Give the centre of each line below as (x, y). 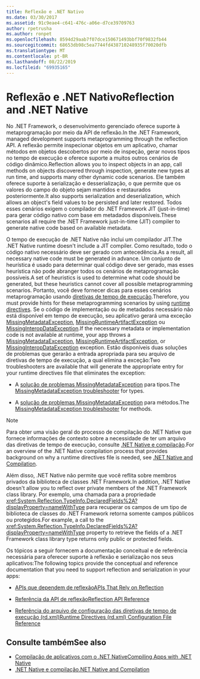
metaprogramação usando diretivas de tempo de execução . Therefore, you (98, 297)
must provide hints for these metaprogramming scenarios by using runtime (98, 303)
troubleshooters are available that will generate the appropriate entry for (95, 367)
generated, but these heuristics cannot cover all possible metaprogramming (99, 284)
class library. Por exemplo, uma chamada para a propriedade (81, 495)
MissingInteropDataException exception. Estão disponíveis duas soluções (97, 348)
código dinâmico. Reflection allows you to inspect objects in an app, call (94, 165)
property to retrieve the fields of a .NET (135, 532)
